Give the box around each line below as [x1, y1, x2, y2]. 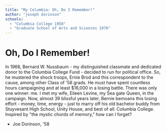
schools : [5, 16, 23, 21]
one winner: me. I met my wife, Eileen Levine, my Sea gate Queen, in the [5, 90, 154, 96]
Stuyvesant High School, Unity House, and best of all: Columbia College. [5, 106, 154, 112]
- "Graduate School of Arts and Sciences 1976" [9, 26, 111, 31]
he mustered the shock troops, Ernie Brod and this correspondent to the [5, 74, 153, 80]
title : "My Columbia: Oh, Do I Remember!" [5, 7, 95, 12]
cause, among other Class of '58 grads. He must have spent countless [5, 80, 150, 86]
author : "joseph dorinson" [5, 12, 61, 17]
